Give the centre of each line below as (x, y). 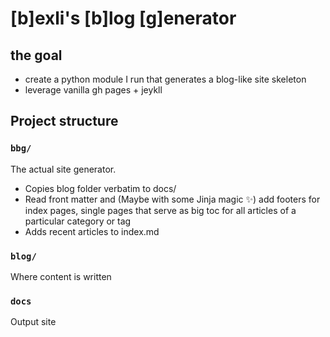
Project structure (64, 121)
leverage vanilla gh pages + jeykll (93, 90)
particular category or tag (78, 221)
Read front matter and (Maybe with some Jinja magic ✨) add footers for (172, 199)
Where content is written (61, 276)
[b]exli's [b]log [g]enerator (123, 18)
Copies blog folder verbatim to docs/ (100, 188)
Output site (33, 322)
